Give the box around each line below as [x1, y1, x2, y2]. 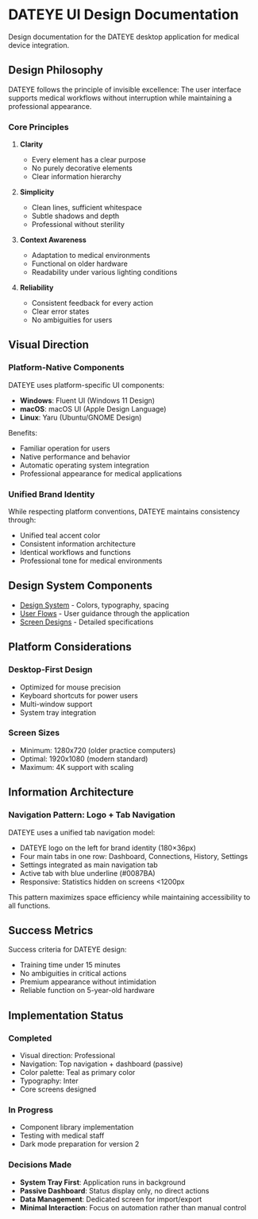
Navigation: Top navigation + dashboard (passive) [19, 1059, 183, 1069]
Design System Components [8, 579, 153, 592]
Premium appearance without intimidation [19, 977, 156, 987]
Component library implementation [19, 1123, 134, 1132]
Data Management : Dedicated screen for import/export [19, 1194, 202, 1204]
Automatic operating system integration [19, 460, 149, 470]
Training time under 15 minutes [19, 960, 121, 970]
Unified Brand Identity [8, 488, 95, 499]
